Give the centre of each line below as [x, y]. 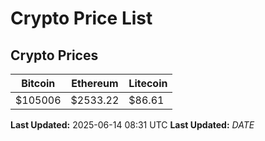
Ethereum [95, 83]
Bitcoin [38, 83]
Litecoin [148, 83]
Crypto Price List [81, 18]
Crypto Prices [54, 55]
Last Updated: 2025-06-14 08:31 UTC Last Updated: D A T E [132, 125]
